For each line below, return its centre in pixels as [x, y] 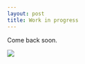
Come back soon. [32, 40]
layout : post [26, 14]
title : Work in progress [43, 20]
